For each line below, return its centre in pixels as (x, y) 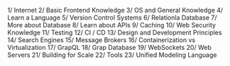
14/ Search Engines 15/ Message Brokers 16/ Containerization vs (102, 40)
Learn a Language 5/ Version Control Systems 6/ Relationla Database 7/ (112, 18)
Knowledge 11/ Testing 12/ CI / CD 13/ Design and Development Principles (115, 32)
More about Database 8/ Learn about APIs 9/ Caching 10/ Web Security (112, 25)
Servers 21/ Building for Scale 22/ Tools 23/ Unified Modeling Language (112, 55)
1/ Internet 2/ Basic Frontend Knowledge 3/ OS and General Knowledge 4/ (115, 10)
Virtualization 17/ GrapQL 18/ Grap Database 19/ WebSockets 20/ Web (109, 47)
